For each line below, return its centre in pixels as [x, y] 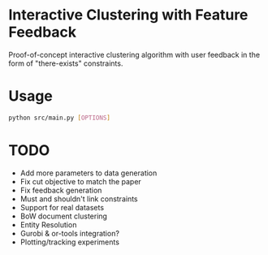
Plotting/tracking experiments [70, 242]
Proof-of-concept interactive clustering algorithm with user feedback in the [134, 54]
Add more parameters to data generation [89, 173]
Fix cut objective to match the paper [81, 181]
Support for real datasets [62, 207]
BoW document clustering [64, 216]
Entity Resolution [48, 224]
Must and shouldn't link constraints [79, 199]
